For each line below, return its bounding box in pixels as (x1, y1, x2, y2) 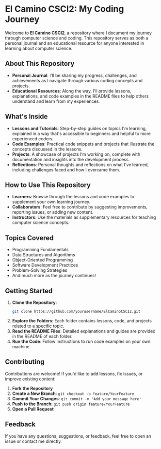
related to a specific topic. (12, 323, 64, 329)
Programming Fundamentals (12, 247, 69, 253)
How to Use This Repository (5, 181, 91, 189)
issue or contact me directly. (5, 438, 62, 444)
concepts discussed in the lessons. (12, 146, 83, 152)
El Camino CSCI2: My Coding (5, 3, 124, 15)
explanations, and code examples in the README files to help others (12, 93, 149, 99)
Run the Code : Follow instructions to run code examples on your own (12, 338, 151, 344)
